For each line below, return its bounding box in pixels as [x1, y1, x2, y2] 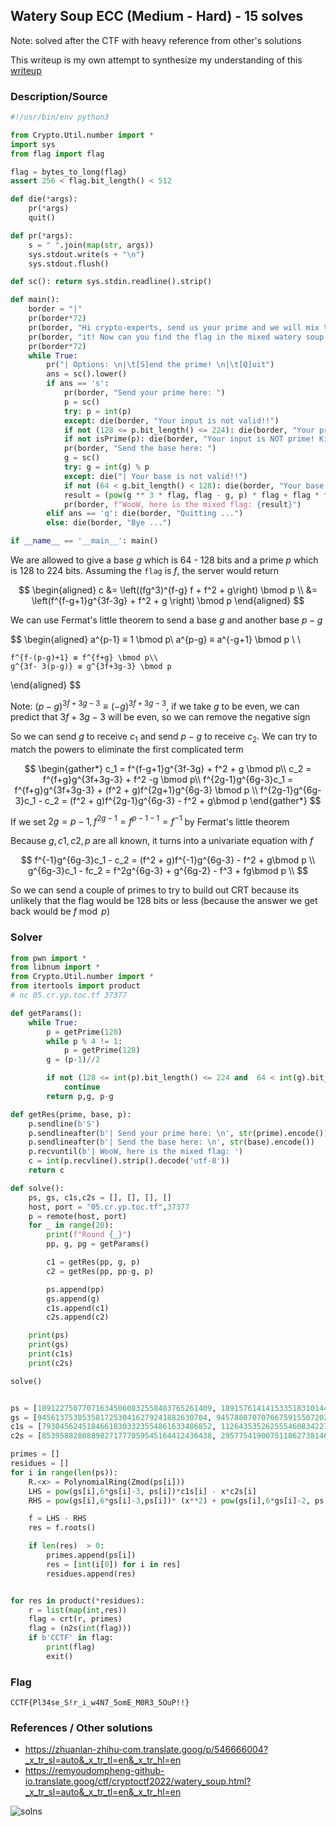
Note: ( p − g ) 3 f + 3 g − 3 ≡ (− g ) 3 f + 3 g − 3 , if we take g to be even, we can [10, 699, 300, 712]
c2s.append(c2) [46, 1312, 110, 1323]
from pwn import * [10, 953, 87, 963]
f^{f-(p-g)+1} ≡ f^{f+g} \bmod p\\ [10, 653, 159, 663]
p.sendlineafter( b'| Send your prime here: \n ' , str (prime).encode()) [28, 1128, 329, 1138]
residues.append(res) [46, 1569, 137, 1579]
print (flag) [46, 1642, 97, 1653]
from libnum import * [10, 962, 101, 973]
